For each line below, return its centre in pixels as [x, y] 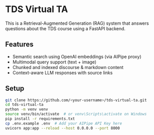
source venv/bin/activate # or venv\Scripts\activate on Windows [76, 114]
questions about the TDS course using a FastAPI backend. [65, 28]
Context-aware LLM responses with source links [62, 73]
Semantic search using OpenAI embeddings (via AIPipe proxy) [77, 56]
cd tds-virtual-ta [24, 105]
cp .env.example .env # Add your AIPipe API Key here [64, 123]
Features [19, 45]
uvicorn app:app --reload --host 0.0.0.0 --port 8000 [63, 128]
